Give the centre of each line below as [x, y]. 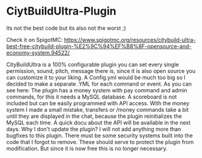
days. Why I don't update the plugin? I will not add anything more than [94, 129]
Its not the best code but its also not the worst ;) [66, 28]
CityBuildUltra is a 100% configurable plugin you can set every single [93, 64]
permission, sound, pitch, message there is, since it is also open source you [101, 70]
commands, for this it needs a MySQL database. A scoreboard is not [92, 97]
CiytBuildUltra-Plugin [61, 11]
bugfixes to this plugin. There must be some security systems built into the [99, 136]
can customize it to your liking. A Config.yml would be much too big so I [96, 77]
